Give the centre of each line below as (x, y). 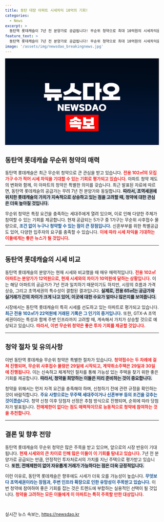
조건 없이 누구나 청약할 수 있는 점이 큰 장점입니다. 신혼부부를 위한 (80, 226)
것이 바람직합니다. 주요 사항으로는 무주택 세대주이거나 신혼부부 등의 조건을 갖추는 (81, 394)
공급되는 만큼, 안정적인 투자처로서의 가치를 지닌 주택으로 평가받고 (80, 459)
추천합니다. (21, 413)
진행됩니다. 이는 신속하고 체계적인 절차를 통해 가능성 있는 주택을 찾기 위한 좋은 (84, 372)
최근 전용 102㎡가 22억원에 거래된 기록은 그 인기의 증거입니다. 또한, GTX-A (76, 313)
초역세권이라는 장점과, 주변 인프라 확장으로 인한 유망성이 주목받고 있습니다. (80, 482)
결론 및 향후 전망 (28, 435)
